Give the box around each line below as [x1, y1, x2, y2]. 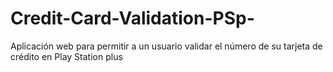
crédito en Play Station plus [10, 50, 123, 62]
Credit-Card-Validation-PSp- [10, 7, 255, 30]
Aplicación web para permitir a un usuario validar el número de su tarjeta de [10, 40, 323, 52]
